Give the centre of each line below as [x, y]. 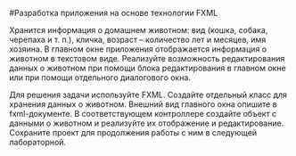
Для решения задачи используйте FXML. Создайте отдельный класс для [148, 94]
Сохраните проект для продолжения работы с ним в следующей [133, 132]
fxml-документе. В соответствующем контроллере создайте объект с [143, 114]
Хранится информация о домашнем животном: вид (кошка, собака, [139, 30]
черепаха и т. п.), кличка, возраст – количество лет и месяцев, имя [138, 40]
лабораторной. [38, 142]
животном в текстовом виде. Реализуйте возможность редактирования [147, 58]
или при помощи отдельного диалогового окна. [100, 78]
